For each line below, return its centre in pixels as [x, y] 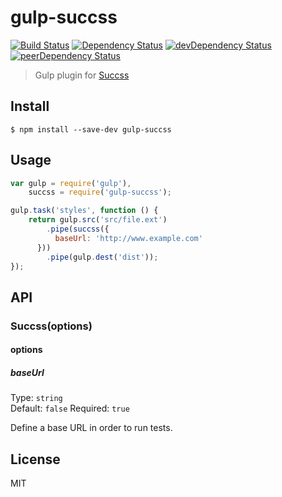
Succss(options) [51, 326]
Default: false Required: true [70, 408]
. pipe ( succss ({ [78, 229]
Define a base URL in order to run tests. [91, 428]
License [35, 459]
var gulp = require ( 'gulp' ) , [71, 183]
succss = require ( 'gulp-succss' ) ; [100, 192]
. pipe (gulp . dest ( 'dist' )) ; [102, 257]
